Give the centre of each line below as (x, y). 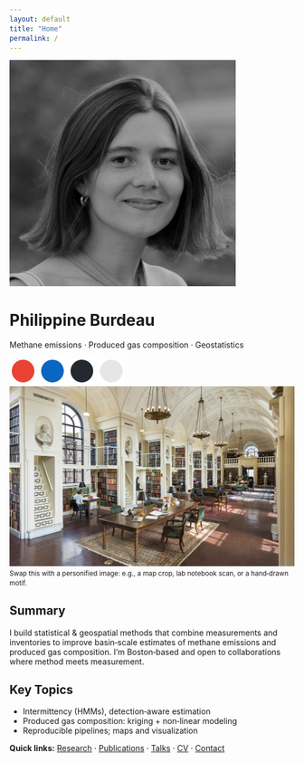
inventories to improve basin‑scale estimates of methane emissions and (143, 642)
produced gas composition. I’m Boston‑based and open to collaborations (145, 652)
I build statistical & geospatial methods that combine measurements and (143, 633)
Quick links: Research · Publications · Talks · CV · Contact (117, 748)
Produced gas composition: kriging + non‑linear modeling (130, 721)
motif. (18, 583)
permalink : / (34, 38)
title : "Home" (36, 29)
